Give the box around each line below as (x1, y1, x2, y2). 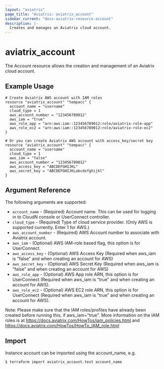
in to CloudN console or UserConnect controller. (12, 214, 110, 220)
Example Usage (5, 82, 54, 91)
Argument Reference (5, 186, 71, 195)
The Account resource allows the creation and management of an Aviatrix (5, 63, 155, 69)
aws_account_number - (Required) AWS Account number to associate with (12, 229, 160, 235)
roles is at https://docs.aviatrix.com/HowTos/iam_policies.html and (5, 317, 140, 323)
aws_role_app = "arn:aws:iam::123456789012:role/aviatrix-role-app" (9, 121, 153, 126)
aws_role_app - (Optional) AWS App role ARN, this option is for (12, 271, 139, 277)
